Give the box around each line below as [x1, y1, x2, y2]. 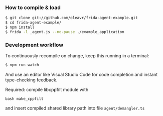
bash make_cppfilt [5, 96, 44, 101]
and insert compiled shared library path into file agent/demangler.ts [5, 105, 145, 111]
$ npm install [5, 25, 35, 30]
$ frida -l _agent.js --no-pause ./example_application [5, 29, 124, 34]
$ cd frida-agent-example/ [5, 20, 62, 25]
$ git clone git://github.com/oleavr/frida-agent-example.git [5, 16, 138, 21]
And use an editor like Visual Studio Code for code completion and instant [5, 71, 158, 77]
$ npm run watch [5, 62, 39, 68]
